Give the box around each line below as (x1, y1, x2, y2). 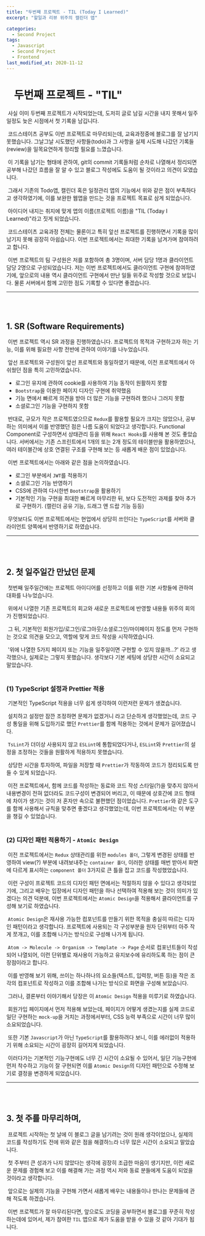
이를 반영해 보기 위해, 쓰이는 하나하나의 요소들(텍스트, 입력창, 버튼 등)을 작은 (7, 971, 189, 979)
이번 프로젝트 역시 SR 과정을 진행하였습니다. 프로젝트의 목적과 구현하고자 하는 (7, 338, 192, 345)
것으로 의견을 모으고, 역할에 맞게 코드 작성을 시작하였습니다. (12, 633, 154, 641)
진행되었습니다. (12, 612, 49, 620)
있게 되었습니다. (19, 769, 57, 776)
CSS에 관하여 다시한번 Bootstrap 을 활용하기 (15, 487, 121, 495)
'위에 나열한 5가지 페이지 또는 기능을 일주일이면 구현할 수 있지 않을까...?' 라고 (7, 646, 190, 653)
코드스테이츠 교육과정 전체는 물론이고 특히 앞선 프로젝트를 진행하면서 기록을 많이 (7, 227, 199, 235)
